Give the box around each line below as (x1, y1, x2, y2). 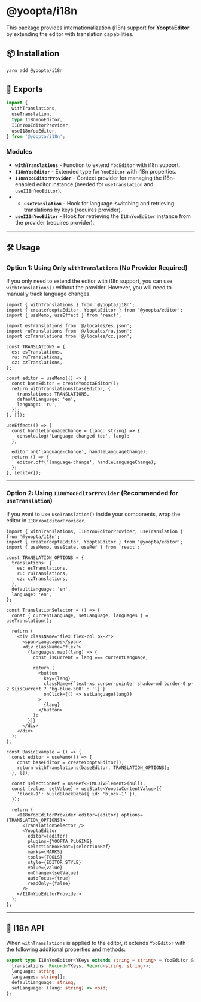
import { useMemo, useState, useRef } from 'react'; (6, 544, 141, 550)
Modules (6, 148, 33, 156)
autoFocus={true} (28, 875, 71, 881)
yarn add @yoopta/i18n (6, 67, 63, 73)
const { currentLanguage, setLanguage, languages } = (11, 612, 148, 618)
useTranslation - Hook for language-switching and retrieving (23, 199, 175, 207)
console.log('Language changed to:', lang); (17, 433, 130, 439)
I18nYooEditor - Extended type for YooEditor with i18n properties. (14, 168, 177, 175)
